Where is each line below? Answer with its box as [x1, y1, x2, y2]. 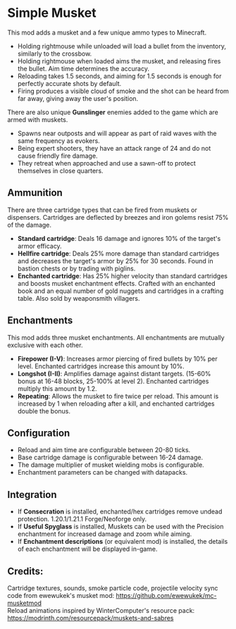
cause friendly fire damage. [17, 151, 98, 160]
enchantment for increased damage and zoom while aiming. [17, 530, 192, 538]
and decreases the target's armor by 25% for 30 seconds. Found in [17, 256, 213, 265]
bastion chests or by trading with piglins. [17, 264, 136, 273]
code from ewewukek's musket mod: [7, 592, 115, 599]
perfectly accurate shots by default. [17, 79, 122, 87]
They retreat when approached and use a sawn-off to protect [17, 158, 196, 167]
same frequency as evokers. [17, 136, 100, 145]
